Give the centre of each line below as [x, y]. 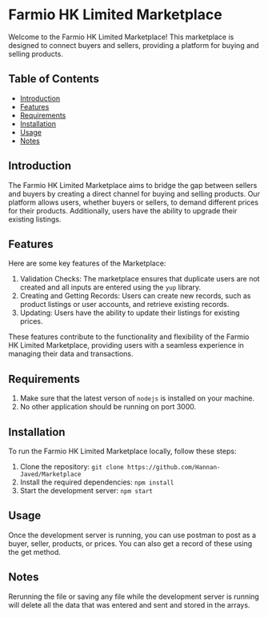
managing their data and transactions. [71, 354]
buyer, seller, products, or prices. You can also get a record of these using [130, 543]
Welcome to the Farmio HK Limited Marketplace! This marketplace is [121, 37]
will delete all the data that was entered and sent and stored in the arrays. [129, 604]
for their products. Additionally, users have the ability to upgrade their [123, 210]
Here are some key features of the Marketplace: [87, 263]
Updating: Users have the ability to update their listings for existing [130, 313]
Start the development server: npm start [86, 490]
